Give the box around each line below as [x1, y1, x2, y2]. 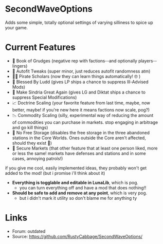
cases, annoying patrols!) [12, 155, 63, 161]
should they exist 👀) [12, 140, 52, 146]
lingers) [12, 63, 28, 69]
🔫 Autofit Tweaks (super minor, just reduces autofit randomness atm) [12, 68, 151, 74]
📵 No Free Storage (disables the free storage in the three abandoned [12, 130, 150, 135]
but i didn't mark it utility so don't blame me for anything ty [19, 195, 137, 201]
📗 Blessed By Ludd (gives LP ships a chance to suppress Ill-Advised [12, 79, 149, 85]
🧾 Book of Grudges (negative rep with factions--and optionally [12, 57, 138, 64]
